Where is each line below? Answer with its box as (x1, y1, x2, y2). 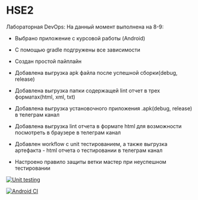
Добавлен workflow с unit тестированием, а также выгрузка (14, 140, 168, 147)
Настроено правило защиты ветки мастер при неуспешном (14, 158, 167, 165)
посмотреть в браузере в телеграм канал (14, 129, 122, 136)
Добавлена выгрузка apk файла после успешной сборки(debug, (14, 69, 178, 76)
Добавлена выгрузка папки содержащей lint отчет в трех (14, 87, 160, 94)
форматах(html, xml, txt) (14, 93, 76, 100)
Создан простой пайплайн (14, 58, 82, 65)
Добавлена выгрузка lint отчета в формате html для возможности (14, 122, 182, 129)
